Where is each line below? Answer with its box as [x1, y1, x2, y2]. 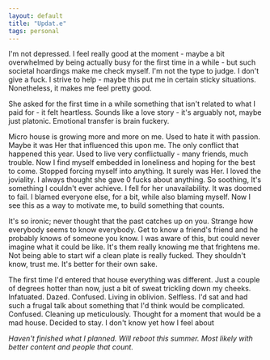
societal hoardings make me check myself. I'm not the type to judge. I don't [8, 66, 259, 76]
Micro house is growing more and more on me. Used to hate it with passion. [8, 132, 261, 142]
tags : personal [8, 27, 60, 35]
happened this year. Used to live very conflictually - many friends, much [8, 149, 249, 159]
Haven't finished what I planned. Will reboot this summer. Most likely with [8, 333, 253, 344]
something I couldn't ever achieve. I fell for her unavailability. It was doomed [8, 184, 262, 193]
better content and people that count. [8, 342, 133, 352]
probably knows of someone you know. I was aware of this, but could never [8, 234, 260, 244]
